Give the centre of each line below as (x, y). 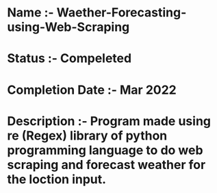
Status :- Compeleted (69, 59)
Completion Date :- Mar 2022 (92, 90)
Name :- (30, 13)
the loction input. (57, 179)
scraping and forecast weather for (106, 165)
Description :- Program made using (109, 121)
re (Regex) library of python (87, 136)
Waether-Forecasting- (122, 13)
